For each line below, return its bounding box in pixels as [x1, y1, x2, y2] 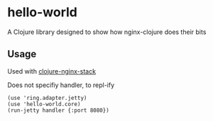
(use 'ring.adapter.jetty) [7, 94, 87, 101]
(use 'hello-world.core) [7, 100, 81, 108]
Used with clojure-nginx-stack [7, 67, 97, 75]
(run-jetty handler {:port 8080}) [7, 107, 110, 114]
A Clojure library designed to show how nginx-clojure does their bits [7, 28, 207, 36]
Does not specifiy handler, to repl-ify [7, 81, 115, 89]
